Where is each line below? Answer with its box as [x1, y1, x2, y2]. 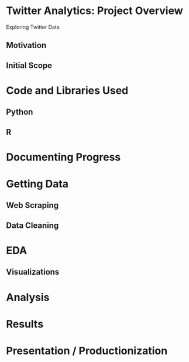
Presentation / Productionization [6, 344, 168, 357]
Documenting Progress [6, 151, 121, 163]
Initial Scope [6, 60, 53, 70]
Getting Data [6, 177, 69, 191]
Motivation [6, 40, 47, 50]
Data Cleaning [6, 220, 59, 230]
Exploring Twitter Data [6, 23, 60, 30]
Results [6, 317, 44, 330]
